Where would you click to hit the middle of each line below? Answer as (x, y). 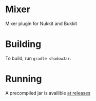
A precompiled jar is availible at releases (48, 93)
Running (24, 79)
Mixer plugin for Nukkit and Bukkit (41, 23)
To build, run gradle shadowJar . (38, 58)
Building (23, 44)
